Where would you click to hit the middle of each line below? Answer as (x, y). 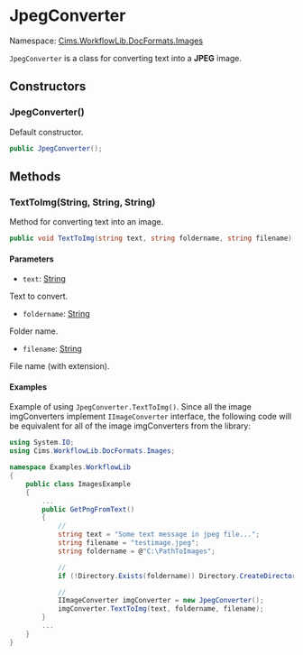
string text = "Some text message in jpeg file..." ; (158, 535)
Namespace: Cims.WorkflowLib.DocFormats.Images (106, 41)
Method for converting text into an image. (87, 222)
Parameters (32, 259)
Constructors (48, 87)
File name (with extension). (60, 366)
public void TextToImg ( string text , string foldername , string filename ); (153, 239)
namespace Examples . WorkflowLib (70, 467)
